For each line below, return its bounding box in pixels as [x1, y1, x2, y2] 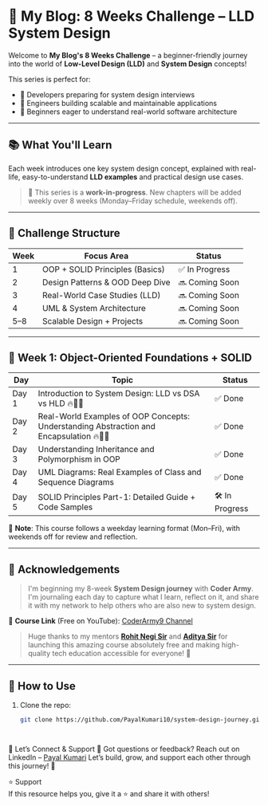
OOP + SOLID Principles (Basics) [42, 263, 165, 274]
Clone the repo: [19, 701, 72, 710]
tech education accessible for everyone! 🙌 [51, 649, 191, 659]
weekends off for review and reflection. [8, 532, 138, 541]
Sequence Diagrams [37, 477, 114, 488]
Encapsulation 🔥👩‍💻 [37, 431, 110, 442]
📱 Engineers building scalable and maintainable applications [19, 98, 218, 108]
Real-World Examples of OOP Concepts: [37, 411, 190, 422]
